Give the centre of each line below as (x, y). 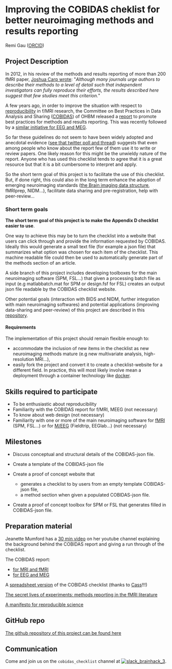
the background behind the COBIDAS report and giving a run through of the (85, 544)
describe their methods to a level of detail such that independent (74, 84)
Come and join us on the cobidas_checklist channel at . (86, 661)
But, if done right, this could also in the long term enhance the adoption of (83, 180)
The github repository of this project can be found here (63, 633)
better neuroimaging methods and (80, 20)
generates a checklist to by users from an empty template (81, 484)
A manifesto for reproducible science (44, 605)
